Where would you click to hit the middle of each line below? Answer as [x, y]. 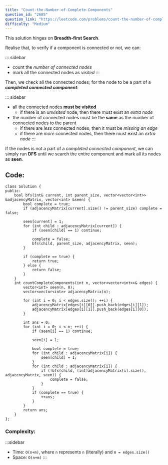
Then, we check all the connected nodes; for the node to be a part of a [78, 82]
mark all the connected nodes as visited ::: [56, 73]
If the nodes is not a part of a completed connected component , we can [79, 149]
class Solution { [23, 187]
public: [13, 191]
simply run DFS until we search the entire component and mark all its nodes [83, 154]
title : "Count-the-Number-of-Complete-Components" [59, 10]
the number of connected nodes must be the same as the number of [83, 118]
